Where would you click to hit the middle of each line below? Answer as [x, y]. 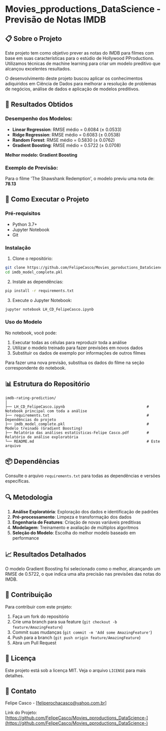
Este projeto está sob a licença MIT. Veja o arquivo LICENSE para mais [76, 670]
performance [26, 538]
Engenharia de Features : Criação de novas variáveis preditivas [77, 522]
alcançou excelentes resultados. [38, 69]
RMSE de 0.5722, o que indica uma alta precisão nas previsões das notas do [83, 574]
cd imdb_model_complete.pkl [34, 272]
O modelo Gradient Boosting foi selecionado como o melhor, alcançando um [83, 569]
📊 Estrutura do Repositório [48, 384]
